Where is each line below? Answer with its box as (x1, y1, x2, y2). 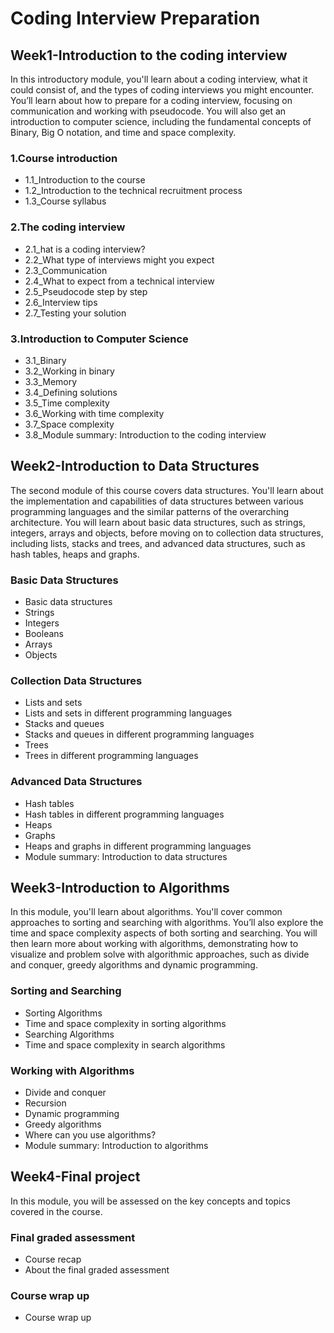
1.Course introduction (10, 151, 118, 165)
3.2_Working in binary (24, 365, 115, 377)
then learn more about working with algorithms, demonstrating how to (10, 938, 299, 950)
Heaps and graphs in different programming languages (24, 840, 252, 852)
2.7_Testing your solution (24, 307, 127, 319)
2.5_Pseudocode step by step (24, 285, 148, 297)
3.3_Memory (24, 375, 78, 387)
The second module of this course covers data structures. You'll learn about (10, 484, 324, 496)
